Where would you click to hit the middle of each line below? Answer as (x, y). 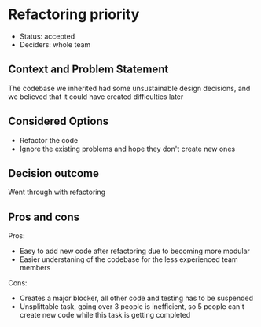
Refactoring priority (74, 15)
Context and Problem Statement (88, 70)
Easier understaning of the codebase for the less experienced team (129, 259)
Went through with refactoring (57, 192)
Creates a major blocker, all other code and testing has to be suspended (136, 298)
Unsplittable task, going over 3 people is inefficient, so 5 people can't (132, 307)
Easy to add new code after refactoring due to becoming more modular (134, 251)
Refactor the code (49, 140)
